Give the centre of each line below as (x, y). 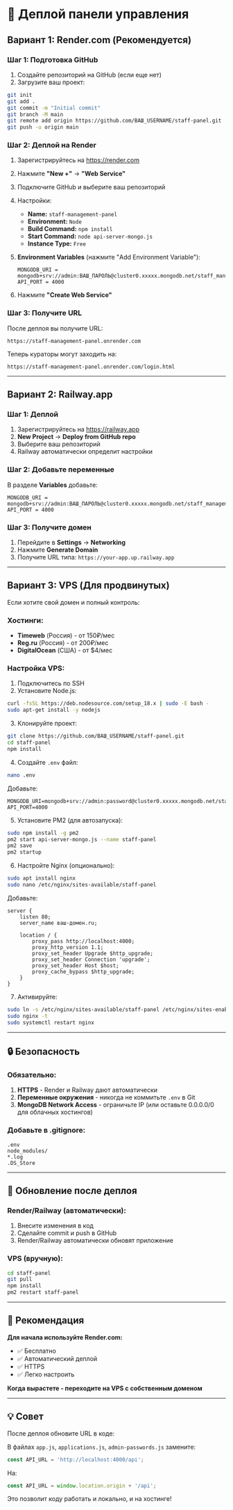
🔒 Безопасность (44, 1051)
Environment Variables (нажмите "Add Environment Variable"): (109, 257)
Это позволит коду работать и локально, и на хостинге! (89, 1499)
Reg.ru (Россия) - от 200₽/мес (63, 643)
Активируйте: (37, 996)
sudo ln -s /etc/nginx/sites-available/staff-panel (83, 1009)
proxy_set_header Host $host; (76, 965)
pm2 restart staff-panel (43, 1293)
